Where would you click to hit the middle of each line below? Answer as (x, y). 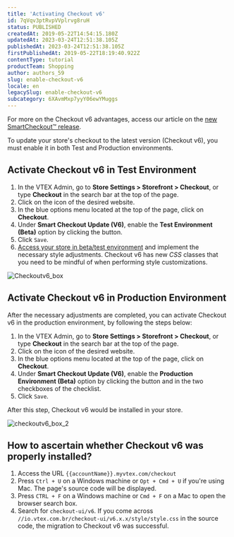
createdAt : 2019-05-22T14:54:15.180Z (63, 34)
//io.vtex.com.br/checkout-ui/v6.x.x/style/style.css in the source (118, 519)
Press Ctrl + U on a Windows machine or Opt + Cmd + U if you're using (121, 481)
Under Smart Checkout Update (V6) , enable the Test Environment (115, 224)
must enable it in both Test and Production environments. (91, 148)
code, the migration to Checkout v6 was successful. (93, 526)
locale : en (23, 86)
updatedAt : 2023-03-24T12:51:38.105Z (63, 40)
